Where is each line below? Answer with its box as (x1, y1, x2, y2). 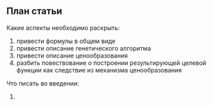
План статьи (6, 5, 62, 17)
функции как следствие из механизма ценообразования (16, 66, 182, 74)
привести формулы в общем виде (16, 37, 116, 45)
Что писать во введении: (6, 79, 79, 88)
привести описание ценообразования (16, 51, 128, 59)
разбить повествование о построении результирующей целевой (16, 58, 207, 67)
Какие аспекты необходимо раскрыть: (6, 23, 121, 31)
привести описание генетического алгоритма (16, 44, 151, 52)
